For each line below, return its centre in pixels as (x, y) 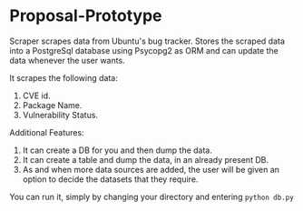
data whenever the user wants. (67, 60)
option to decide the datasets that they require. (110, 179)
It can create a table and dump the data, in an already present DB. (146, 159)
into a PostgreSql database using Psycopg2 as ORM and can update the (144, 50)
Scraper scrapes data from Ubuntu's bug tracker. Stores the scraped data (147, 41)
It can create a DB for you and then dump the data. (117, 150)
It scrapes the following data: (64, 77)
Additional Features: (47, 132)
